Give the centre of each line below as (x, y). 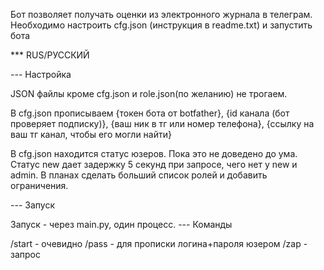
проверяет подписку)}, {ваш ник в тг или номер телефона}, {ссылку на (162, 123)
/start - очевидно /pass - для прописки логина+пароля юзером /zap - (159, 243)
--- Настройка (41, 74)
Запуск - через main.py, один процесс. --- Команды (121, 224)
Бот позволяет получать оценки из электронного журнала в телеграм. (161, 14)
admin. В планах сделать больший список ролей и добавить (139, 175)
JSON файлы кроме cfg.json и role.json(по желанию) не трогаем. (149, 93)
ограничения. (39, 185)
